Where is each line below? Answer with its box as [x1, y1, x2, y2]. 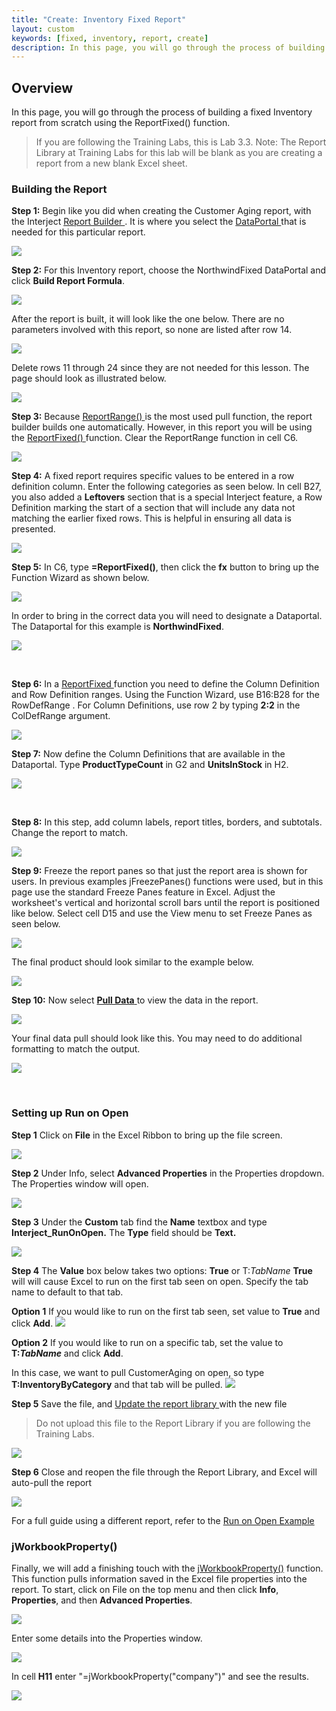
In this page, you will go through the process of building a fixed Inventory [11, 106, 313, 118]
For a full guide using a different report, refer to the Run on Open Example [11, 1514, 315, 1526]
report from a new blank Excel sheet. [35, 157, 188, 170]
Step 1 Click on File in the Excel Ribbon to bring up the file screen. [11, 1129, 283, 1141]
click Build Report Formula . [11, 275, 125, 287]
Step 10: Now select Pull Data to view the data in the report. [11, 994, 259, 1006]
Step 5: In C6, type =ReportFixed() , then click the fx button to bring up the [11, 561, 320, 573]
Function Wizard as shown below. [11, 572, 150, 584]
